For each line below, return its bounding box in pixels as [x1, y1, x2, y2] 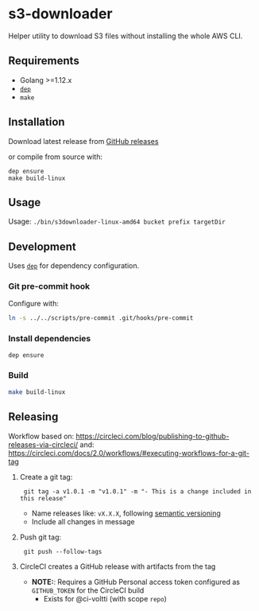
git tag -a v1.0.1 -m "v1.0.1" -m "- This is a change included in [23, 487, 252, 496]
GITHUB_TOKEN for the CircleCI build [31, 586, 145, 595]
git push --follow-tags [23, 547, 102, 555]
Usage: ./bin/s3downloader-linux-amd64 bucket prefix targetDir [8, 216, 226, 227]
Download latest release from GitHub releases [8, 136, 159, 146]
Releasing [8, 411, 59, 424]
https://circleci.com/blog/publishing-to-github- [75, 431, 230, 441]
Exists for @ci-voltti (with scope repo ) [43, 593, 167, 603]
